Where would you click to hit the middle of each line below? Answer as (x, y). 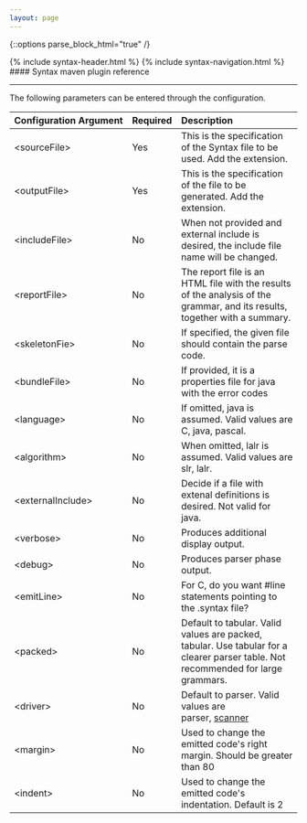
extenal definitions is (225, 495)
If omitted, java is (217, 408)
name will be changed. (230, 257)
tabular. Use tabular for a (234, 646)
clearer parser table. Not (233, 657)
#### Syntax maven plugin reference (79, 71)
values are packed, (222, 634)
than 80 (198, 766)
